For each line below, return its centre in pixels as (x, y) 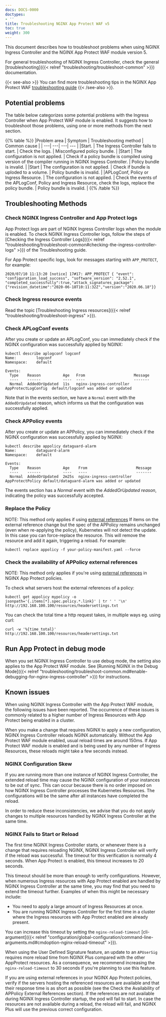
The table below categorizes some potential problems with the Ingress (77, 115)
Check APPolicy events (34, 421)
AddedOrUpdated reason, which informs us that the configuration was (74, 403)
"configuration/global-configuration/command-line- (101, 937)
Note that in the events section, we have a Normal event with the (70, 398)
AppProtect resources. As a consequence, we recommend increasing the (80, 963)
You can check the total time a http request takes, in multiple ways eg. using (83, 615)
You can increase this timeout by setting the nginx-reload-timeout (73, 932)
